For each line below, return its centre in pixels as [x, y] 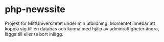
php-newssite [35, 9]
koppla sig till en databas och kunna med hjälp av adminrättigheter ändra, [82, 28]
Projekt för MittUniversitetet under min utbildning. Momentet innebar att [80, 23]
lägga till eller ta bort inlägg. [34, 34]
